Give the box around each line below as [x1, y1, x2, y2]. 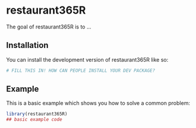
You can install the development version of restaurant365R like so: [6, 56, 169, 63]
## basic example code [6, 117, 62, 123]
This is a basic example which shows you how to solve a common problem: [6, 100, 190, 107]
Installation [6, 40, 49, 50]
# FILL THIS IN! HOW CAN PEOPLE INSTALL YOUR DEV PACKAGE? [6, 68, 156, 73]
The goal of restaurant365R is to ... [6, 23, 91, 30]
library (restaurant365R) [6, 111, 68, 117]
